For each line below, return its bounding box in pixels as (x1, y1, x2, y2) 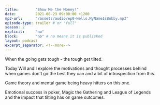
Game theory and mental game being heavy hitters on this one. (5, 80, 131, 86)
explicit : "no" (5, 29, 44, 34)
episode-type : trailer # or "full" (5, 20, 77, 26)
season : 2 (5, 25, 25, 30)
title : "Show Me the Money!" (5, 7, 79, 12)
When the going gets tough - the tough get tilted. (5, 56, 103, 62)
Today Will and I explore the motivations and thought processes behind (5, 66, 147, 71)
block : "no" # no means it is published (5, 34, 103, 39)
